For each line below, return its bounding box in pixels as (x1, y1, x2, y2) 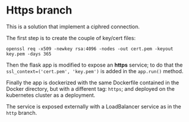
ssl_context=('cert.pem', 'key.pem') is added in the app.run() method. (6, 67, 184, 74)
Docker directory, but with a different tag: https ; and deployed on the (6, 85, 175, 92)
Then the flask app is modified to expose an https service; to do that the (6, 61, 183, 68)
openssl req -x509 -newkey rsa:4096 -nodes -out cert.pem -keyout (6, 45, 174, 52)
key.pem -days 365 (6, 51, 52, 57)
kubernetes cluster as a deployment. (6, 91, 96, 98)
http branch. (6, 109, 37, 116)
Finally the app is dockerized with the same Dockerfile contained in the (6, 79, 180, 86)
